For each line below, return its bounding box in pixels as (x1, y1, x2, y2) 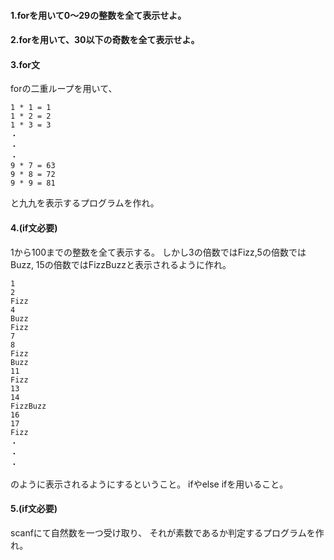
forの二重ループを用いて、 (10, 83, 118, 95)
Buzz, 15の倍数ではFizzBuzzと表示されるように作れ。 (10, 258, 232, 270)
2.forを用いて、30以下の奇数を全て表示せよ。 (10, 34, 200, 46)
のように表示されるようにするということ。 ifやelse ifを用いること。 (10, 478, 289, 490)
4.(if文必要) (10, 221, 58, 234)
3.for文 (10, 58, 40, 70)
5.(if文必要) (10, 503, 58, 515)
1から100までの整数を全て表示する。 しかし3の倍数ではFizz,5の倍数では (10, 246, 307, 258)
